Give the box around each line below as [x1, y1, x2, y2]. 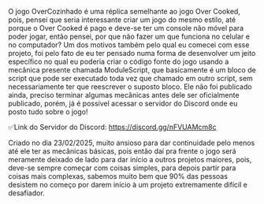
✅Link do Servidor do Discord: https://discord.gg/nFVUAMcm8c [8, 122, 217, 132]
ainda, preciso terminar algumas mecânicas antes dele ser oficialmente [8, 91, 240, 99]
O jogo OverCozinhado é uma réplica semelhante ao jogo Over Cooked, [8, 7, 240, 16]
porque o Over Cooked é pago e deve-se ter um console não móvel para [8, 24, 244, 32]
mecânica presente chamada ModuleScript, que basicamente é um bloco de [8, 65, 256, 74]
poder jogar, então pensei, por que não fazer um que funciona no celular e [8, 32, 251, 41]
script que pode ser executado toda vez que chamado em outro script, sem [8, 74, 254, 83]
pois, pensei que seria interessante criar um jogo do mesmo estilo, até [8, 15, 236, 24]
